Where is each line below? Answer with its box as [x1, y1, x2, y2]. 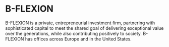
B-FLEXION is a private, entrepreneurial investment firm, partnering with [5, 20, 155, 26]
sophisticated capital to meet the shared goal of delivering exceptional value [5, 25, 164, 31]
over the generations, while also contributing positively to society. [5, 30, 142, 36]
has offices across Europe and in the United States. [25, 36, 132, 42]
